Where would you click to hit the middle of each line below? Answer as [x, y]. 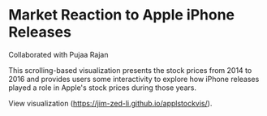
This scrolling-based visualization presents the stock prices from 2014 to [130, 70]
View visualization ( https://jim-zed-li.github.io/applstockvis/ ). [110, 103]
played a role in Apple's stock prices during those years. [103, 88]
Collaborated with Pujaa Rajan [58, 54]
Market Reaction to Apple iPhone [122, 15]
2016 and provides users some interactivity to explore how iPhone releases [134, 79]
